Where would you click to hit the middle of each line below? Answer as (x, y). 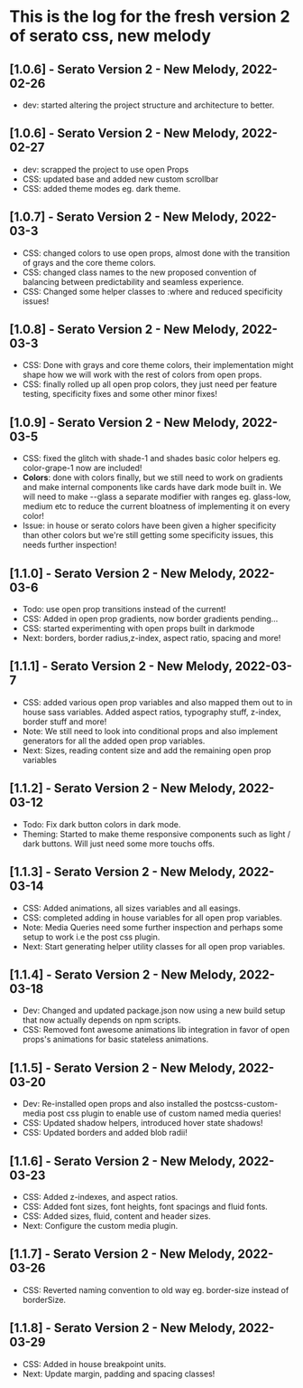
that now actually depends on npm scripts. (101, 1020)
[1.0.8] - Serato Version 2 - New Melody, (124, 330)
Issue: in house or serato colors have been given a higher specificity (149, 525)
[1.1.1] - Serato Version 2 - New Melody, (121, 666)
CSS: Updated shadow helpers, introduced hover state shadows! (142, 1123)
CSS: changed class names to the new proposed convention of (139, 272)
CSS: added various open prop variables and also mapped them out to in (157, 702)
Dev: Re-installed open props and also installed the (117, 1104)
